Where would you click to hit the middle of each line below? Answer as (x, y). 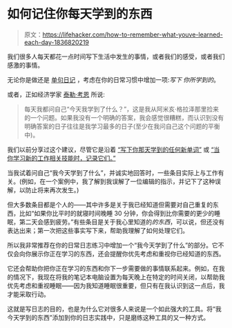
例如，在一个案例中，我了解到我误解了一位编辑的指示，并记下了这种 (118, 181)
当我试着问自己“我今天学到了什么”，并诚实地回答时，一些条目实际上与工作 (113, 172)
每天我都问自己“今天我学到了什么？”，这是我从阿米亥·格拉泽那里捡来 (122, 109)
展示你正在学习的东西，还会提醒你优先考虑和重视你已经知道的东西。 (128, 254)
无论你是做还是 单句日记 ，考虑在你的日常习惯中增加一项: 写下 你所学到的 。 (113, 79)
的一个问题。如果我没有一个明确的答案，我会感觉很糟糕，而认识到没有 (124, 117)
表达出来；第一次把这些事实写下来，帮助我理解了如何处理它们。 (98, 230)
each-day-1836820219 (57, 42)
